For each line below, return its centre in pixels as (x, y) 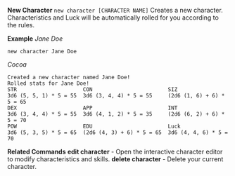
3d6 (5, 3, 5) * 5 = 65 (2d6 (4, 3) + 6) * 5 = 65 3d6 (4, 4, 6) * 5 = (118, 133)
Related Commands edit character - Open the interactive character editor (115, 151)
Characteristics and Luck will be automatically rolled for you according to (113, 18)
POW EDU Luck (94, 126)
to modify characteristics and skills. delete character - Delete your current (115, 159)
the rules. (21, 25)
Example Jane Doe (35, 39)
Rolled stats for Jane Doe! (49, 83)
